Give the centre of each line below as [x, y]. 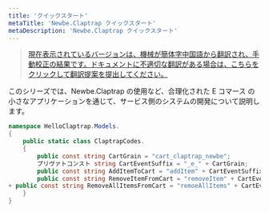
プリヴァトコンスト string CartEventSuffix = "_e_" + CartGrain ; [143, 164]
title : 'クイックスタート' [48, 16]
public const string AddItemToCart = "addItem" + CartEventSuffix [150, 171]
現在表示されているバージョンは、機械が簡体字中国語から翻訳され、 [140, 54]
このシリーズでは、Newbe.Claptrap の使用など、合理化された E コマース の [132, 91]
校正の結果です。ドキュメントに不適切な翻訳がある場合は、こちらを [147, 64]
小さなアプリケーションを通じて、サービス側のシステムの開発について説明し [134, 102]
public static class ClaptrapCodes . [84, 142]
